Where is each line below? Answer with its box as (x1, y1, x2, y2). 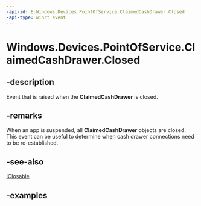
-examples (6, 190, 48, 201)
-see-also (6, 157, 44, 167)
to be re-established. (6, 139, 59, 146)
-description (6, 77, 54, 87)
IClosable (6, 173, 30, 180)
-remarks (6, 110, 42, 120)
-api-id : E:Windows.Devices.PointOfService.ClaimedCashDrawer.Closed (6, 8, 185, 15)
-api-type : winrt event (6, 14, 66, 20)
